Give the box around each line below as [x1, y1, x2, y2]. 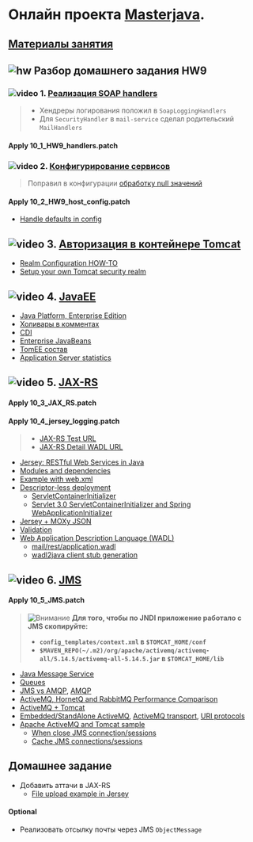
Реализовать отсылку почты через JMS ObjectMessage [19, 825, 202, 834]
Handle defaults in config [19, 214, 103, 224]
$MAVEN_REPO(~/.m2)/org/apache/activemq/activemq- [39, 646, 210, 655]
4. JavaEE [46, 289, 96, 303]
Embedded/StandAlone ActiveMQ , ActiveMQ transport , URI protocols [19, 711, 245, 721]
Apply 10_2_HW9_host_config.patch [8, 197, 130, 206]
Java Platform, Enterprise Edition [19, 311, 127, 320]
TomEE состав [19, 344, 68, 354]
